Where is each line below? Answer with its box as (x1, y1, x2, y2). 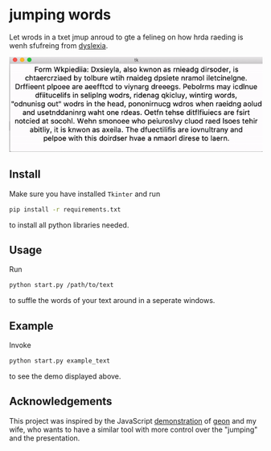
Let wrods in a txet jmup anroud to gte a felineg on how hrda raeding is (9, 32, 244, 42)
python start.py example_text (9, 357, 111, 365)
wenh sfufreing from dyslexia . (9, 40, 109, 50)
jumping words (9, 6, 112, 24)
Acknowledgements (9, 395, 113, 408)
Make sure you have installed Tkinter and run (9, 189, 161, 199)
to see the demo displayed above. (9, 371, 121, 381)
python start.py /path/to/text (9, 281, 114, 289)
